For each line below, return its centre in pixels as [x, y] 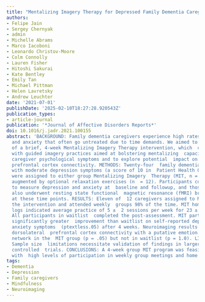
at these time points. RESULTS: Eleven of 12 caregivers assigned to [103, 198]
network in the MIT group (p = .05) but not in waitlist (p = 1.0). [102, 238]
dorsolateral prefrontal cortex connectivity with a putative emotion [105, 233]
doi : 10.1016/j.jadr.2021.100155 [49, 131]
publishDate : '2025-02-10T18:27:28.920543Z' [64, 108]
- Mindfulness [24, 284]
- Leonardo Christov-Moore [41, 52]
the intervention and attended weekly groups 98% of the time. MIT [101, 205]
